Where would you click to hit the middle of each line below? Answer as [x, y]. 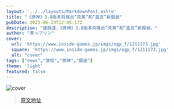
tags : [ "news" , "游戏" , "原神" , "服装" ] [50, 60]
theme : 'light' [25, 66]
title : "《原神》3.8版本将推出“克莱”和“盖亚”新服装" [64, 17]
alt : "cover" [27, 55]
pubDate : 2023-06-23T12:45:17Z [44, 22]
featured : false [26, 71]
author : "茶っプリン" [30, 33]
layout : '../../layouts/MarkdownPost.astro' [61, 11]
